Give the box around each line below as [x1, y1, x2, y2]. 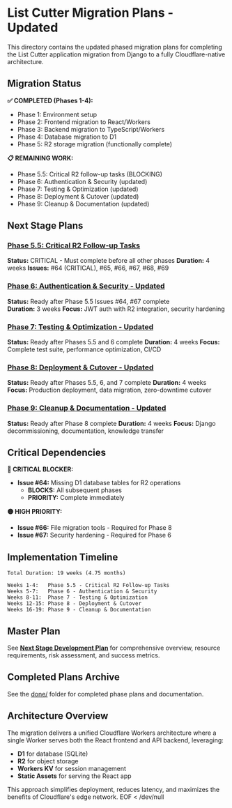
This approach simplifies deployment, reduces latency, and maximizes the [7, 785, 220, 793]
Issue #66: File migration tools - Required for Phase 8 [17, 524, 172, 532]
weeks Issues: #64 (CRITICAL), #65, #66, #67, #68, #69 [7, 264, 169, 273]
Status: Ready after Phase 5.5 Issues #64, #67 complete [7, 297, 170, 305]
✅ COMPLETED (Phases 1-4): [7, 96, 93, 105]
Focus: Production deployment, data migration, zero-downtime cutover [7, 386, 212, 395]
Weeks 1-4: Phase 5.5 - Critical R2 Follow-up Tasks [7, 582, 170, 589]
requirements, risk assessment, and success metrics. [7, 651, 160, 660]
